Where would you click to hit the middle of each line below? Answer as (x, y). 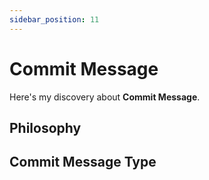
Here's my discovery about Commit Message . (105, 97)
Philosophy (45, 127)
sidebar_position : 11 (54, 19)
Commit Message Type (83, 162)
